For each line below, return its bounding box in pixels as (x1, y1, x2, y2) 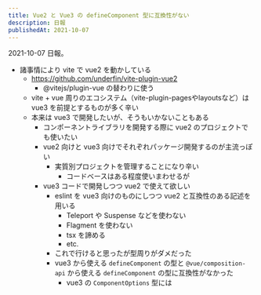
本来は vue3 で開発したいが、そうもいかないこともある (31, 113, 209, 122)
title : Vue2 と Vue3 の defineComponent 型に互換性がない (8, 11, 190, 20)
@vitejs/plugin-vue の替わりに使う (42, 83, 154, 93)
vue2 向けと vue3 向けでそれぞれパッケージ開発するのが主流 (42, 142, 239, 151)
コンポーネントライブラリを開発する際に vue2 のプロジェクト (42, 122, 242, 132)
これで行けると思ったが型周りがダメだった (54, 249, 192, 258)
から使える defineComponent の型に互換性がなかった (67, 268, 234, 278)
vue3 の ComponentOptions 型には (66, 278, 172, 287)
